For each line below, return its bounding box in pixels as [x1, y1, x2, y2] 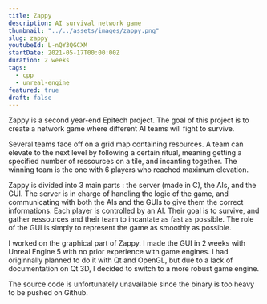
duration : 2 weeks [8, 57, 70, 65]
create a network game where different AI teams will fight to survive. [8, 124, 235, 134]
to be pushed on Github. [8, 288, 88, 298]
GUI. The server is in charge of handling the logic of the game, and [8, 189, 229, 198]
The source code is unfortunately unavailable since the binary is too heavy [8, 279, 255, 289]
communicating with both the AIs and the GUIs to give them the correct [8, 198, 244, 207]
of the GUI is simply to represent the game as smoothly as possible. [8, 223, 232, 233]
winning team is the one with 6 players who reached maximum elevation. [8, 165, 249, 174]
